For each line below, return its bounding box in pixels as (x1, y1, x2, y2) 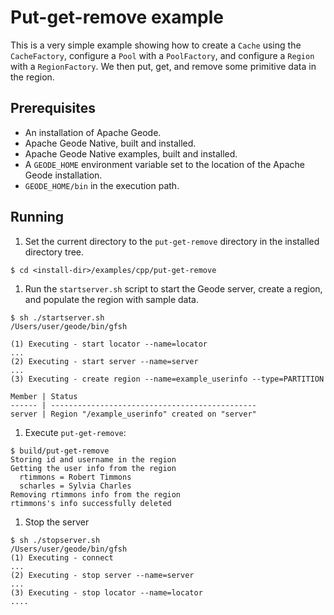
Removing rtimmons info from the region (10, 489, 182, 500)
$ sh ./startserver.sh (10, 312, 105, 323)
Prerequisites (10, 100, 96, 117)
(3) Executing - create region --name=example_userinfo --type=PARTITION (10, 374, 325, 384)
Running (10, 209, 65, 226)
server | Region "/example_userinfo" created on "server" (10, 409, 257, 419)
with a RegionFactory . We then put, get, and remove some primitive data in (10, 60, 317, 72)
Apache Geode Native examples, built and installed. (24, 147, 238, 160)
